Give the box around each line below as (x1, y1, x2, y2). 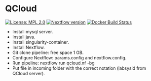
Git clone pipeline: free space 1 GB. (12, 50, 84, 55)
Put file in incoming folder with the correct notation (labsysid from (12, 65, 147, 71)
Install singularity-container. (12, 39, 69, 45)
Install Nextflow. (12, 44, 45, 50)
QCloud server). (12, 70, 45, 76)
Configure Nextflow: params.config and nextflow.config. (12, 54, 127, 60)
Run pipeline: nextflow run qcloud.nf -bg (12, 60, 95, 66)
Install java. (12, 34, 36, 40)
